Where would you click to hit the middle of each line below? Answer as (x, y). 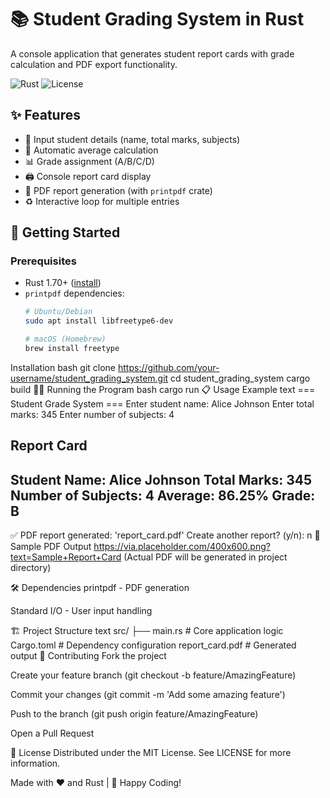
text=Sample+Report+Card (66, 557)
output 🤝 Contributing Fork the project (88, 656)
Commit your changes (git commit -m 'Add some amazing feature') (148, 695)
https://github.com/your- (168, 367)
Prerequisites (43, 261)
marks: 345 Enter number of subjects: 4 (92, 414)
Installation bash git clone (63, 367)
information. (35, 763)
